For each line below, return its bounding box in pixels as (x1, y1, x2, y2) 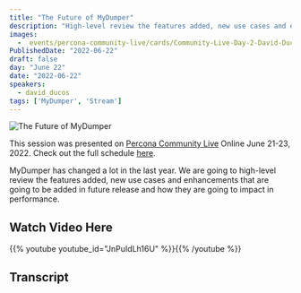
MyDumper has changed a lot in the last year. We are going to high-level (9, 165, 276, 176)
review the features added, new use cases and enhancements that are (9, 175, 270, 185)
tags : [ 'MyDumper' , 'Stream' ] (9, 96, 123, 106)
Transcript (9, 270, 69, 285)
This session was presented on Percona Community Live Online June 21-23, (9, 138, 291, 149)
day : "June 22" (9, 64, 66, 73)
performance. (9, 194, 60, 204)
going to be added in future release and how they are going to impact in (9, 185, 274, 195)
